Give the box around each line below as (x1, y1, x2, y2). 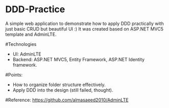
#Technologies (5, 41, 37, 47)
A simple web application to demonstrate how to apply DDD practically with (5, 20, 164, 26)
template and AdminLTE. (5, 31, 57, 37)
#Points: (5, 71, 23, 77)
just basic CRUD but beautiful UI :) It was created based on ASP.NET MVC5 (5, 25, 164, 32)
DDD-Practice (5, 4, 65, 15)
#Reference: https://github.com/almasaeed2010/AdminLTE (5, 97, 129, 103)
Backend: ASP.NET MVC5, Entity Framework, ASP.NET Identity (12, 56, 144, 62)
